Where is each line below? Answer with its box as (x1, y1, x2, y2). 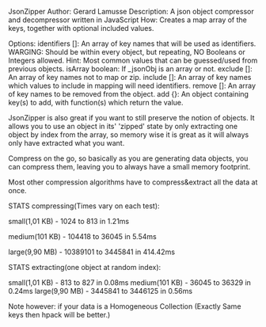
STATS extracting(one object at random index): (8, 263, 161, 272)
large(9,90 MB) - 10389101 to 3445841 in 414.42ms (8, 247, 176, 257)
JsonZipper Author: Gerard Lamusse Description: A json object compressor (8, 7, 255, 16)
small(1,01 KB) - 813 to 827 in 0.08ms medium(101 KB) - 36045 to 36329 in (8, 278, 252, 287)
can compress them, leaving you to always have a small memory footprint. (8, 162, 251, 171)
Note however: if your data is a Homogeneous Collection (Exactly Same (8, 302, 241, 311)
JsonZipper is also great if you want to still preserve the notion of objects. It (8, 113, 255, 122)
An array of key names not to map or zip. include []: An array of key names (8, 73, 252, 82)
